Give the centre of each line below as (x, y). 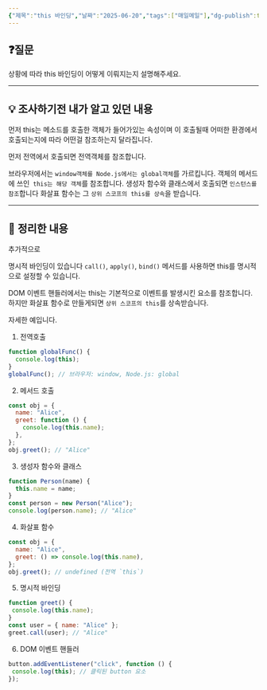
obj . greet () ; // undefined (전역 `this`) (76, 572)
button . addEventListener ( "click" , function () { (90, 664)
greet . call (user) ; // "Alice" (58, 633)
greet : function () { (51, 420)
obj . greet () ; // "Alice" (49, 450)
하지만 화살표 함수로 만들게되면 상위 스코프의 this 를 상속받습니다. (108, 303)
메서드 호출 (37, 390)
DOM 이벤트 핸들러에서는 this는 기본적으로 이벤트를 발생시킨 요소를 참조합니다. (130, 293)
